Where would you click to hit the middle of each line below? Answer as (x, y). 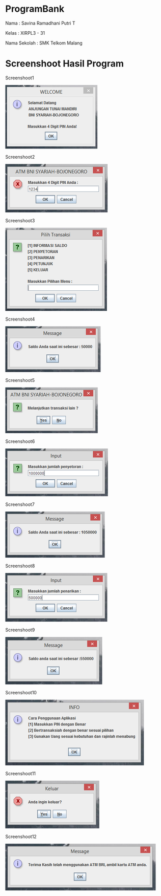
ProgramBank (35, 9)
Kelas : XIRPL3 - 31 (25, 33)
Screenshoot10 (21, 692)
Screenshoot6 (20, 441)
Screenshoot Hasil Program (64, 64)
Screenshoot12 (21, 836)
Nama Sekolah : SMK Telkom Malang (44, 43)
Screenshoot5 (20, 380)
